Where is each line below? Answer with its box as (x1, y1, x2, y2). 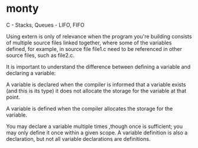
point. (6, 94, 21, 101)
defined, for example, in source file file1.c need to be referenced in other (6, 45, 182, 52)
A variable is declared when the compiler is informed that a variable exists (6, 81, 186, 88)
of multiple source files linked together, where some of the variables (6, 39, 172, 46)
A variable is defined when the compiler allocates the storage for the (6, 105, 173, 112)
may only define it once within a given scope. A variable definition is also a (6, 129, 188, 136)
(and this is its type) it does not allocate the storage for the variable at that (6, 87, 187, 94)
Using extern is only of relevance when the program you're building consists (6, 33, 192, 40)
